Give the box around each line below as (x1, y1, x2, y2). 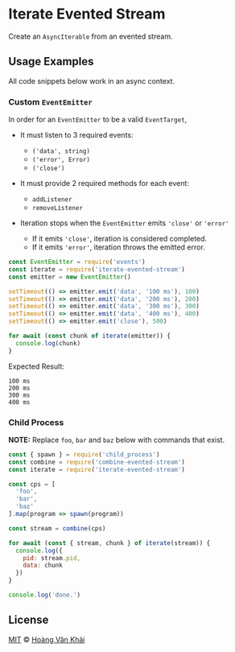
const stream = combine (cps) (8, 524, 106, 532)
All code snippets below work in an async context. (8, 76, 175, 85)
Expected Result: (8, 361, 64, 371)
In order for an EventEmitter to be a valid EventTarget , (8, 114, 188, 125)
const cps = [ (8, 480, 56, 488)
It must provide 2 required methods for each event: (19, 179, 189, 188)
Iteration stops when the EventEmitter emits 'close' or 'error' (19, 218, 229, 228)
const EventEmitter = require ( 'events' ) (8, 258, 146, 266)
